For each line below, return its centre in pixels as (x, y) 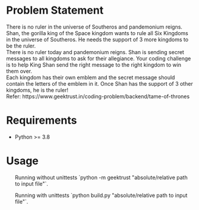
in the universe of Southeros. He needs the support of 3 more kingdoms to (97, 39)
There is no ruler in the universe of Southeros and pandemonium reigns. (94, 27)
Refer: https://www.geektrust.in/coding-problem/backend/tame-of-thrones (98, 96)
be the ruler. (21, 46)
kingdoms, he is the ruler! (37, 90)
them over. (19, 71)
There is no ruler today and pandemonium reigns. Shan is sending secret (95, 52)
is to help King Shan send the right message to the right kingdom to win (94, 65)
